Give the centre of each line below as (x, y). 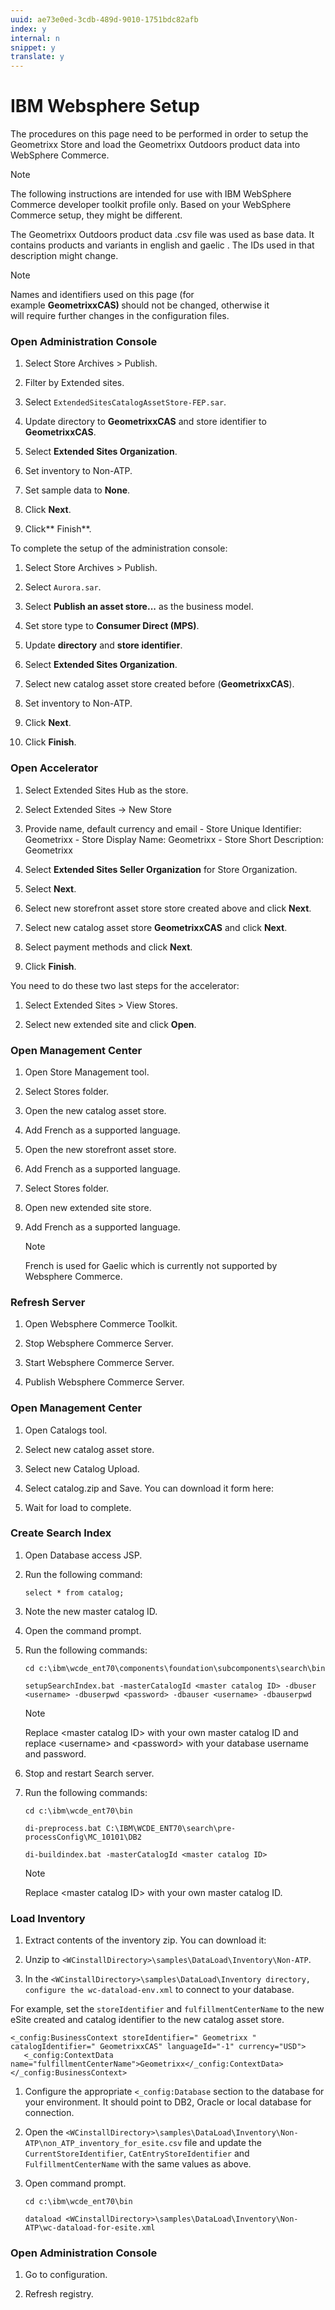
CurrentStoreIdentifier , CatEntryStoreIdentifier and (137, 2153)
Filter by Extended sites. (74, 383)
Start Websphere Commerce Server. (99, 1363)
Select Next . (50, 888)
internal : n (35, 38)
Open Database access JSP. (83, 1555)
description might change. (64, 256)
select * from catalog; (74, 1592)
